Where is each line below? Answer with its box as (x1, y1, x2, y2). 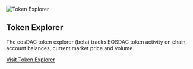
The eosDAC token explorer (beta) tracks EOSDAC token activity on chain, (6, 38, 188, 45)
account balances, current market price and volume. (6, 44, 135, 51)
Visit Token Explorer (6, 56, 55, 63)
